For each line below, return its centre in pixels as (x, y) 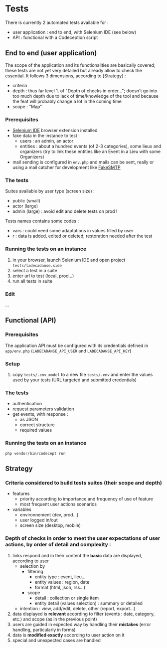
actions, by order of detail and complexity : (58, 545)
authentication (27, 404)
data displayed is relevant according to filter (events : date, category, (83, 614)
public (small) (26, 201)
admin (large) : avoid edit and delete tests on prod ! (65, 211)
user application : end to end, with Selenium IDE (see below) (74, 32)
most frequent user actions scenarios (58, 504)
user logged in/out (39, 520)
